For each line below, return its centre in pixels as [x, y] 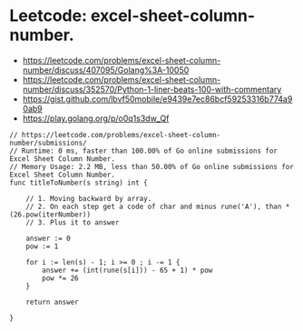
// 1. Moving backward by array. [89, 198]
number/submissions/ [49, 143]
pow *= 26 [60, 278]
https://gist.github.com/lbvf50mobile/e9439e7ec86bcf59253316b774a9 [157, 99]
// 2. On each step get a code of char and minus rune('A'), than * [158, 206]
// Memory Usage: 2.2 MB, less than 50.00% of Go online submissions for [152, 166]
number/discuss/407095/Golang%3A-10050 [106, 70]
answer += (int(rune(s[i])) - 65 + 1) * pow [127, 270]
